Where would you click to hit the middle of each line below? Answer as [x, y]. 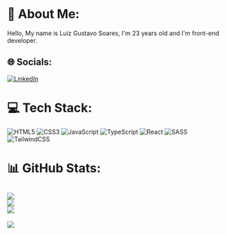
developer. [22, 40]
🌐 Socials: [30, 62]
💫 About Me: [44, 14]
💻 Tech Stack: [50, 108]
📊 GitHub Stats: [54, 168]
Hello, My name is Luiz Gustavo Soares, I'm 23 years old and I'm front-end [113, 33]
